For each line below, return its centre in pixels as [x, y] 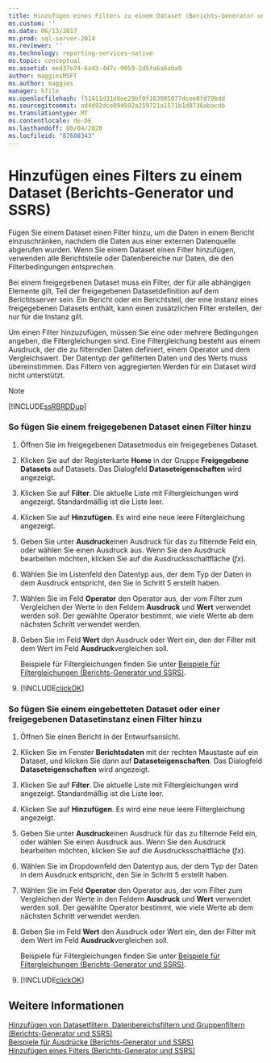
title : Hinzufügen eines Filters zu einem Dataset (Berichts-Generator [131, 16]
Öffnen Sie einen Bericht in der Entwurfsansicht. [100, 737]
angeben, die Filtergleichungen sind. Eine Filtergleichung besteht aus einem [134, 340]
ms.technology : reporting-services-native [81, 53]
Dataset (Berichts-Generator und [121, 192]
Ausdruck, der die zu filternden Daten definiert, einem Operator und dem [129, 349]
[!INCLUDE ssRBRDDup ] [48, 406]
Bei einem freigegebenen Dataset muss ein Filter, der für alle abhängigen [130, 282]
